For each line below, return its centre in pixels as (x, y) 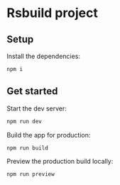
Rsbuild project (53, 13)
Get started (32, 91)
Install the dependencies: (44, 56)
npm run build (28, 148)
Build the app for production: (49, 135)
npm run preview (31, 174)
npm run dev (24, 121)
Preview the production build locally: (60, 162)
